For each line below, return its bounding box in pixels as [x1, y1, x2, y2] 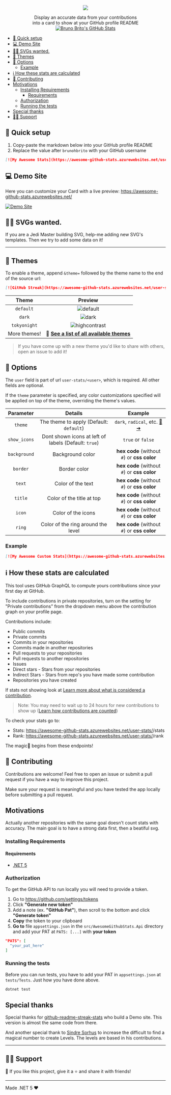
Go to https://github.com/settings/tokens [12, 896, 98, 902]
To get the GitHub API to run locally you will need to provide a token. [5, 886, 149, 892]
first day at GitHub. [5, 588, 45, 594]
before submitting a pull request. [5, 791, 74, 798]
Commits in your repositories [12, 639, 74, 645]
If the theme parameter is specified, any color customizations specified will [5, 392, 161, 398]
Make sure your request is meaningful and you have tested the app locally [5, 786, 160, 792]
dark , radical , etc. [114, 418, 158, 425]
